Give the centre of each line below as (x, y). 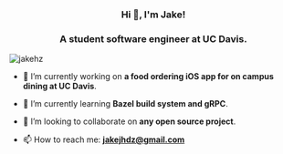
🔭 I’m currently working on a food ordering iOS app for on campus (148, 77)
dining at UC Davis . (60, 87)
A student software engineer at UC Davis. (153, 38)
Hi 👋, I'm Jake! (153, 15)
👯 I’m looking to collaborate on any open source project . (129, 121)
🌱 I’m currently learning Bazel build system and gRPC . (125, 104)
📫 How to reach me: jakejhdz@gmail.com (104, 139)
